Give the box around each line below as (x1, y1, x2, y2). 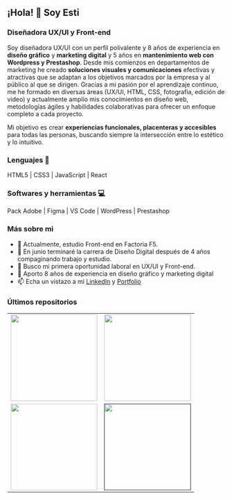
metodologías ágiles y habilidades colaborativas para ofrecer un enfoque (7, 102, 216, 111)
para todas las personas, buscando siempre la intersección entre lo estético (7, 130, 224, 139)
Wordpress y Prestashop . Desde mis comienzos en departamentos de (7, 58, 210, 66)
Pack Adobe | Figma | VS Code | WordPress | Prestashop (7, 207, 170, 215)
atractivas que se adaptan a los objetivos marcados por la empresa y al (7, 73, 211, 81)
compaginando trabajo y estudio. (17, 254, 112, 263)
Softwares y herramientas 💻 (7, 188, 106, 198)
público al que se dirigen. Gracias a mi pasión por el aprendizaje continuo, (7, 80, 219, 89)
